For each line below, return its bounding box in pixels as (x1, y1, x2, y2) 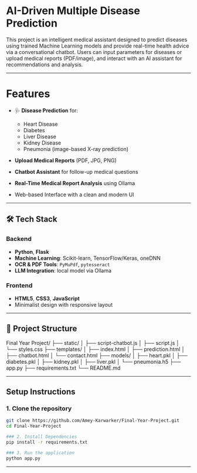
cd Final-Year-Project (6, 423, 62, 430)
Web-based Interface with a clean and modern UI (14, 191, 134, 198)
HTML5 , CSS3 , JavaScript (14, 295, 80, 302)
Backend (6, 235, 32, 243)
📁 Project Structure (6, 324, 77, 334)
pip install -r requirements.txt (6, 439, 88, 445)
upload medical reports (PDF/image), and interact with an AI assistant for (6, 55, 182, 62)
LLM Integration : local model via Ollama (14, 267, 112, 274)
